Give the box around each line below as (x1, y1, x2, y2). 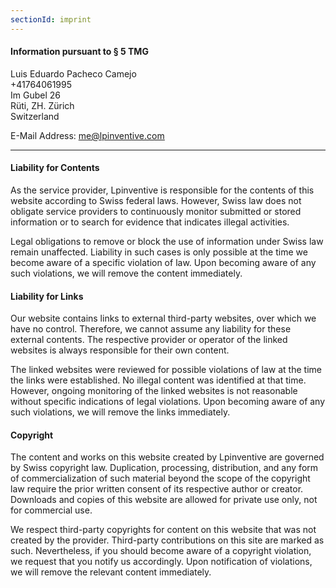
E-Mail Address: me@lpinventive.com (10, 129, 165, 141)
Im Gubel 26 (10, 89, 61, 101)
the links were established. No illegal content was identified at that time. (10, 374, 307, 386)
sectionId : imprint (10, 14, 92, 25)
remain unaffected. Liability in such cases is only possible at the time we (10, 246, 308, 258)
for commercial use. (10, 504, 93, 516)
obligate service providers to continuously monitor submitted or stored (10, 206, 302, 218)
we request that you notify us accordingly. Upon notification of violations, (10, 556, 313, 568)
